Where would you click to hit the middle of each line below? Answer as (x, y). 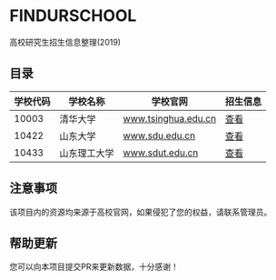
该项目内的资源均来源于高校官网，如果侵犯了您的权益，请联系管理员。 (141, 212)
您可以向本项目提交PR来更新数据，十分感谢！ (94, 267)
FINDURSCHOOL (73, 16)
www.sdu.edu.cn (159, 135)
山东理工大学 (87, 153)
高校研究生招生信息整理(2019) (65, 42)
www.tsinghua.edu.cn (169, 118)
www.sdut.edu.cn (161, 153)
